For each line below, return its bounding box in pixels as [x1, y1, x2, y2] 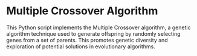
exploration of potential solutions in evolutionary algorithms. [6, 43, 156, 50]
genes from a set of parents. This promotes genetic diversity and [6, 36, 168, 43]
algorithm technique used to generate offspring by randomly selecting [6, 30, 181, 37]
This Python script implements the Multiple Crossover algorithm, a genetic [6, 24, 192, 31]
